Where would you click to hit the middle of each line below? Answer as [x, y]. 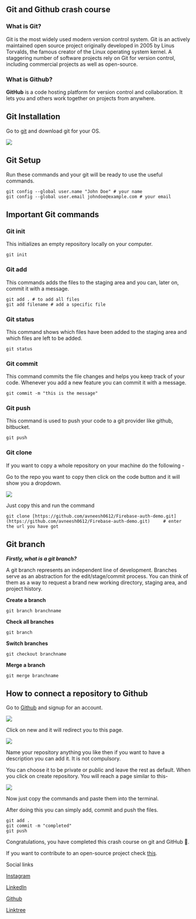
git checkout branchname [36, 654]
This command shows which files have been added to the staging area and [97, 332]
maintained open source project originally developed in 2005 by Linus [90, 45]
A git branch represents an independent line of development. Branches [92, 570]
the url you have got [32, 526]
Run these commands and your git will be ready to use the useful [84, 174]
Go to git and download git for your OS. [53, 131]
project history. [24, 589]
